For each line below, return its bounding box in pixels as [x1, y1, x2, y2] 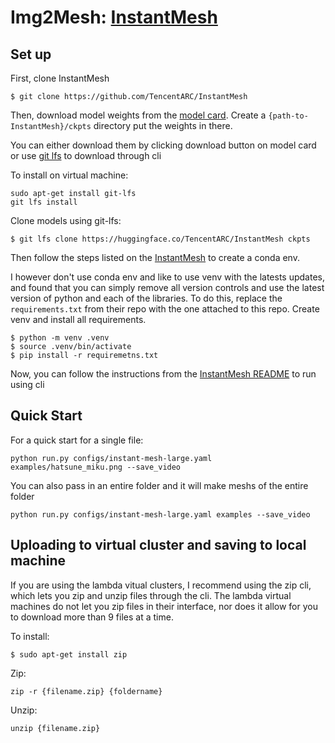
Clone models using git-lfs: [10, 215, 122, 226]
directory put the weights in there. [93, 120, 233, 131]
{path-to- [268, 111, 309, 121]
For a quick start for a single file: [10, 434, 144, 446]
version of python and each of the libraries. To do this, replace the [10, 292, 283, 304]
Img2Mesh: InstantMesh [10, 6, 218, 29]
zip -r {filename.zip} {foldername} [10, 686, 163, 696]
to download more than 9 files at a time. [10, 611, 174, 623]
